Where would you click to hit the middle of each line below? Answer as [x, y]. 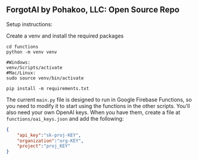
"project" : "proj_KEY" [44, 146]
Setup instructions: [29, 24]
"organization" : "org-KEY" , [50, 141]
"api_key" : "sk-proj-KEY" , [49, 135]
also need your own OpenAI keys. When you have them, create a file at [93, 112]
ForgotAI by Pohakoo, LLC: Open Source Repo [93, 10]
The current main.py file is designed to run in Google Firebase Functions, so [99, 99]
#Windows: [18, 62]
